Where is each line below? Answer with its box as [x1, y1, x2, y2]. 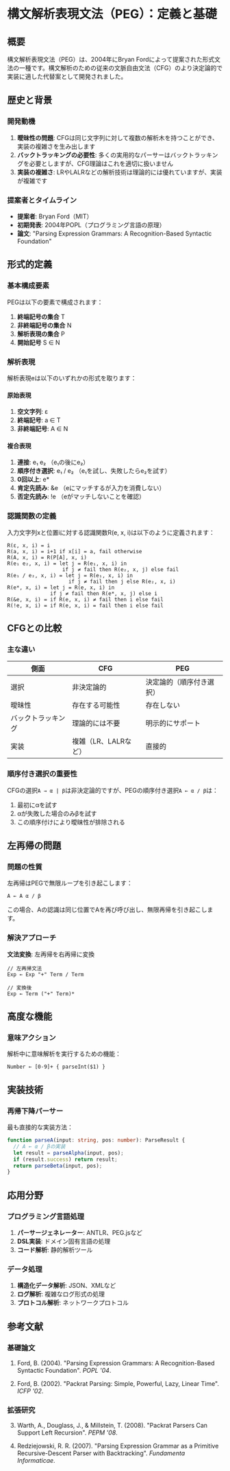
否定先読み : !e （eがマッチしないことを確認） [16, 492, 146, 501]
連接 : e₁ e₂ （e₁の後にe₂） [16, 458, 90, 467]
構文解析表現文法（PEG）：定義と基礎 [7, 6, 218, 22]
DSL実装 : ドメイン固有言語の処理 [16, 1237, 111, 1245]
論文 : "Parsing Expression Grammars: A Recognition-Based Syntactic [16, 229, 212, 238]
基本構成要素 [7, 281, 50, 290]
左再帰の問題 [7, 840, 62, 852]
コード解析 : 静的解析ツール [16, 1245, 93, 1253]
